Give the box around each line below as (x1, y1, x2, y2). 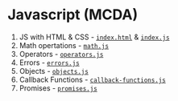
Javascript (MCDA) (7, 6, 139, 24)
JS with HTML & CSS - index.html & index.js (19, 32, 170, 42)
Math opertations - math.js (19, 40, 110, 50)
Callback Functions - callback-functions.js (19, 75, 166, 84)
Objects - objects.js (19, 66, 89, 75)
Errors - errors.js (19, 58, 80, 67)
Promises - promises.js (19, 83, 97, 93)
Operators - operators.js (19, 49, 104, 59)
